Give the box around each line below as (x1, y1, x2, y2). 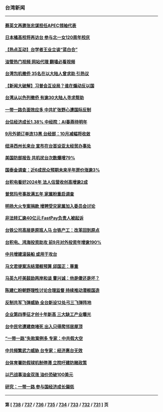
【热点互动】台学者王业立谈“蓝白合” (5, 47, 78, 53)
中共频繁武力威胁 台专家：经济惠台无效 (5, 347, 83, 353)
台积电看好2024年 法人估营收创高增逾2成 (5, 179, 88, 185)
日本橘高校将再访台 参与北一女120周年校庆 (5, 35, 90, 40)
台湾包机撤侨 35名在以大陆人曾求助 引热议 (5, 71, 89, 76)
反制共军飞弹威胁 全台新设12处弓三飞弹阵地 (5, 299, 92, 305)
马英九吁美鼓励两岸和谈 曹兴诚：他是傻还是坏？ (5, 275, 100, 281)
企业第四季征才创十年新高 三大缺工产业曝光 (5, 311, 91, 317)
